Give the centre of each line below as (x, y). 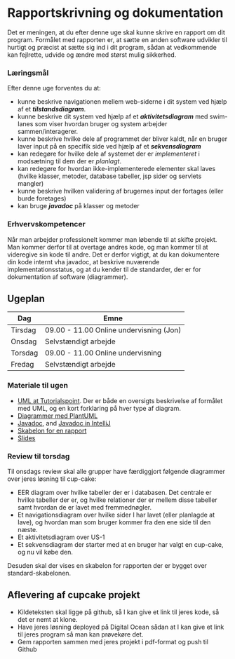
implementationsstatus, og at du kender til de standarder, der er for (104, 269)
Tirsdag (23, 330)
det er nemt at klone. (47, 619)
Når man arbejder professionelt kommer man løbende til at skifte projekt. (112, 239)
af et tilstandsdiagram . (52, 109)
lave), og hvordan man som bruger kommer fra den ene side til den (114, 522)
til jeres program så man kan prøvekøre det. (80, 634)
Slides (26, 438)
